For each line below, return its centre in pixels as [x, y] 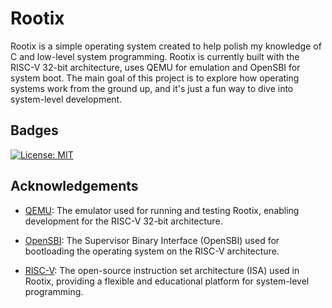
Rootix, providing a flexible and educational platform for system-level [167, 281]
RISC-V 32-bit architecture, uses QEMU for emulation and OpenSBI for [155, 67]
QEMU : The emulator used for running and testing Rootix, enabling [162, 210]
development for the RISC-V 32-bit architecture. [123, 221]
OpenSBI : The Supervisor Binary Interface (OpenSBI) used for [152, 240]
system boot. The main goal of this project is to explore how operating [155, 78]
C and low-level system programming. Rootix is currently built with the [155, 56]
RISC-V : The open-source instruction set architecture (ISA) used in [162, 270]
